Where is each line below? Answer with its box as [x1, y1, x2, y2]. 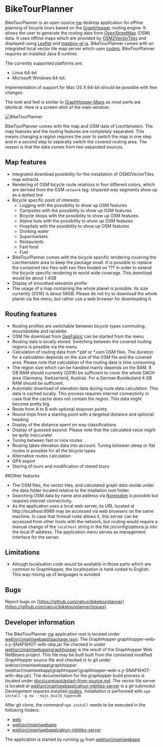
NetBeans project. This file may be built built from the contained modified [5, 652, 152, 658]
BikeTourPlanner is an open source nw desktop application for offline [5, 20, 144, 25]
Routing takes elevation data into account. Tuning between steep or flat [12, 442, 156, 448]
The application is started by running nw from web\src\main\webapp [5, 737, 140, 742]
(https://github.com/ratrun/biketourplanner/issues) [5, 604, 107, 610]
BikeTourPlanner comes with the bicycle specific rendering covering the [12, 254, 157, 260]
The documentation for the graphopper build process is [33, 673, 145, 678]
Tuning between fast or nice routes [12, 437, 83, 443]
